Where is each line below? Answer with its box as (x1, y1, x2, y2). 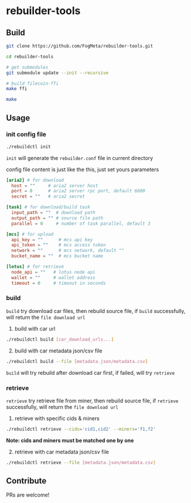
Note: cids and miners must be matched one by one (6, 437, 134, 444)
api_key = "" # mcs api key (11, 236, 93, 242)
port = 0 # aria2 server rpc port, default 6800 (11, 188, 145, 194)
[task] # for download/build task (6, 204, 91, 210)
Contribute (6, 476, 47, 486)
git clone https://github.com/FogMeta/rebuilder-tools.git (6, 43, 154, 49)
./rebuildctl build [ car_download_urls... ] (6, 337, 114, 342)
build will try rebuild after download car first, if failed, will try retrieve (6, 369, 175, 376)
